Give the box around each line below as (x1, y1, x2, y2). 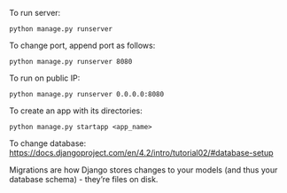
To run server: (9, 8, 61, 18)
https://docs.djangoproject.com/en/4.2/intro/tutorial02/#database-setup (9, 148, 274, 158)
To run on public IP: (9, 73, 81, 83)
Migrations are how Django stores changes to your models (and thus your (9, 165, 278, 175)
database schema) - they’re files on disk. (9, 174, 159, 184)
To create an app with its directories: (9, 105, 143, 116)
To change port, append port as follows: (9, 40, 156, 50)
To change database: (9, 138, 87, 149)
